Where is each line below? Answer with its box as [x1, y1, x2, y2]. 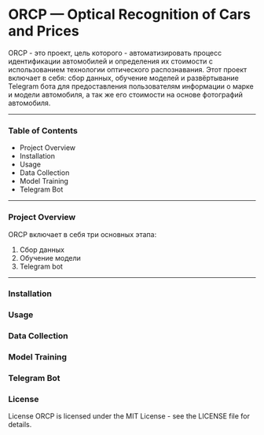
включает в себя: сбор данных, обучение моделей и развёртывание [8, 73, 240, 82]
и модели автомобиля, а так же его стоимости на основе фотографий [8, 90, 244, 99]
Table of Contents [8, 125, 79, 136]
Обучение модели [19, 253, 81, 262]
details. [8, 420, 32, 430]
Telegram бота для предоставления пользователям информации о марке [8, 81, 254, 91]
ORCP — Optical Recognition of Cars [8, 5, 251, 24]
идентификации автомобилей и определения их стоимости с [8, 57, 214, 66]
